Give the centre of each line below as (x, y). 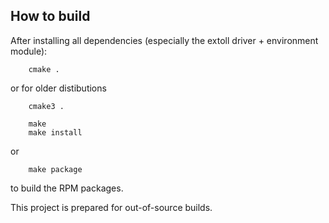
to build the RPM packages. (67, 188)
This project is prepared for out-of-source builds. (111, 207)
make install (55, 132)
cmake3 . (46, 106)
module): (29, 51)
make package (55, 169)
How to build (50, 16)
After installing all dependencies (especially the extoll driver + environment (164, 40)
